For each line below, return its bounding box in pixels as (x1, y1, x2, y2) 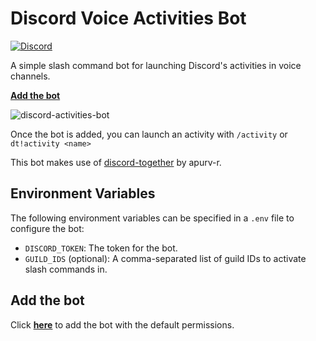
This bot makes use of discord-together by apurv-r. (10, 156, 222, 168)
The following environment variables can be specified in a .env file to (10, 212, 295, 224)
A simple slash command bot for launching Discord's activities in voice (10, 59, 302, 71)
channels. (10, 70, 51, 82)
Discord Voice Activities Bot (10, 7, 247, 30)
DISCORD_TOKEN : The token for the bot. (24, 242, 178, 254)
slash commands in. (24, 263, 108, 275)
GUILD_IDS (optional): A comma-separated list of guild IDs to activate (24, 252, 307, 264)
